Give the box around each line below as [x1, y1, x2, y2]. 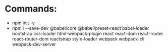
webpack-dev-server [12, 41, 57, 47]
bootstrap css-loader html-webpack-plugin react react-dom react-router [12, 30, 163, 36]
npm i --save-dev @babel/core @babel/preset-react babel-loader [12, 25, 149, 31]
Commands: [5, 3, 58, 15]
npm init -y [12, 20, 35, 26]
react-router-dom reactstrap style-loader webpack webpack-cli [12, 36, 145, 42]
